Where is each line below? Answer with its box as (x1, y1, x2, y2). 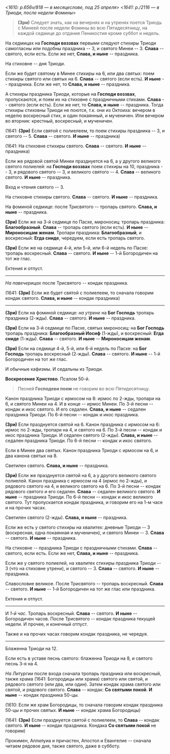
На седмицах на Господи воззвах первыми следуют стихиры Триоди (5, 40, 156, 46)
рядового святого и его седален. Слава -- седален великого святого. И (5, 489, 161, 494)
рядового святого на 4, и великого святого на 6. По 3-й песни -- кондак (5, 483, 161, 489)
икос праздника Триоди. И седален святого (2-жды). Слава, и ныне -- (5, 432, 158, 438)
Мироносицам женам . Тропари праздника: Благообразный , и (5, 230, 142, 235)
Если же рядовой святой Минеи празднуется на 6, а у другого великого (5, 158, 161, 164)
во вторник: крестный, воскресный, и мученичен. (5, 118, 113, 124)
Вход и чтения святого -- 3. (5, 184, 65, 190)
